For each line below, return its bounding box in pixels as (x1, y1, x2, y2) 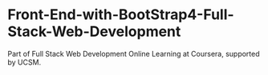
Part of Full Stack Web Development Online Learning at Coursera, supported (7, 49, 260, 58)
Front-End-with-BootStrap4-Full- (7, 6, 234, 24)
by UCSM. (7, 57, 42, 67)
